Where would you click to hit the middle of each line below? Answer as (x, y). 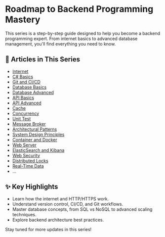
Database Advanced (33, 92)
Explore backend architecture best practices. (58, 220)
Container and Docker (35, 140)
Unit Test (21, 118)
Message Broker (29, 124)
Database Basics (29, 87)
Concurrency (26, 113)
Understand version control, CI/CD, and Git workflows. (68, 204)
